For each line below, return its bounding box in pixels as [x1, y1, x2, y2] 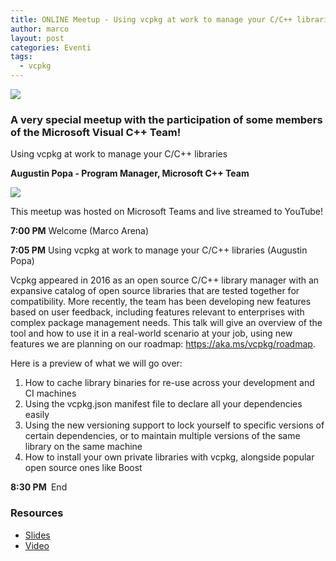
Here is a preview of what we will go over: [10, 357, 183, 370]
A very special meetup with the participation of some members [10, 112, 323, 126]
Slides [24, 529, 51, 541]
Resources [10, 506, 64, 520]
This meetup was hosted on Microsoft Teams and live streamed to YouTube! [10, 206, 324, 218]
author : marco [10, 24, 70, 34]
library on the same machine [24, 441, 143, 453]
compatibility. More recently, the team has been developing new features [10, 296, 312, 308]
